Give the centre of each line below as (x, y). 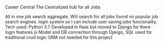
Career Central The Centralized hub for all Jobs (53, 7)
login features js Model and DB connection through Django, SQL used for (79, 32)
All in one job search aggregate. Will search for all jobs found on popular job (81, 16)
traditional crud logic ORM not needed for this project (59, 37)
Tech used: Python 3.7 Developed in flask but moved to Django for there (78, 27)
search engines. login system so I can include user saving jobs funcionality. (81, 22)
